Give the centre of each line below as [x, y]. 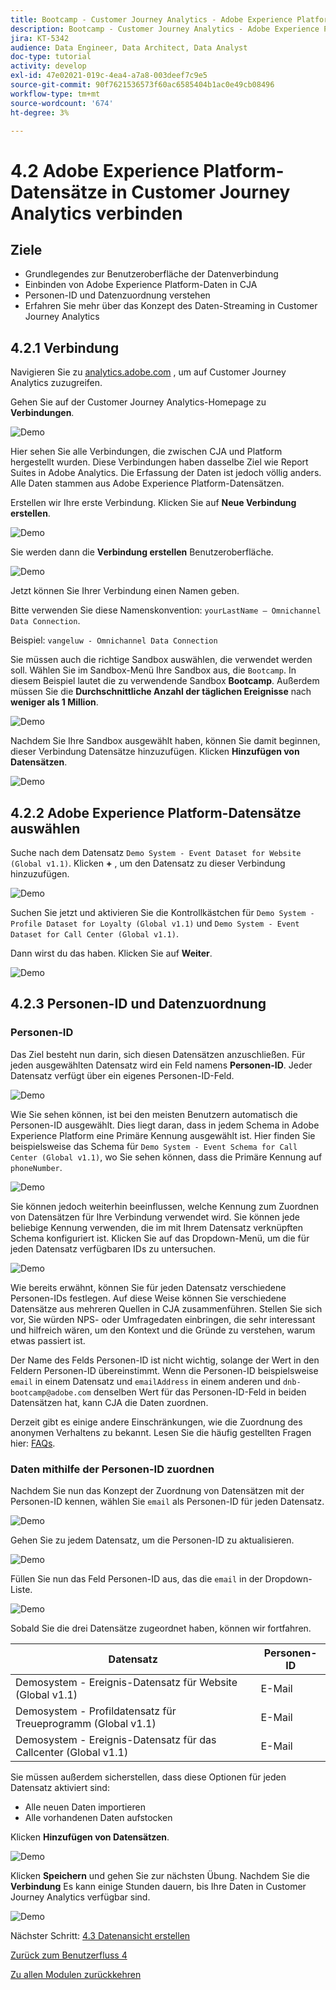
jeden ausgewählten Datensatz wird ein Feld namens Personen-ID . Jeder [161, 1065]
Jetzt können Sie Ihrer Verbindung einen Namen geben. [125, 591]
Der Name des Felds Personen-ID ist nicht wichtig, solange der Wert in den [165, 1360]
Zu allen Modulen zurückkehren [76, 1974]
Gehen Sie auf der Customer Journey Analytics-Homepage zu [138, 402]
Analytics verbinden [96, 213]
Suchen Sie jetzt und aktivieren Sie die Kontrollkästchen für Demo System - [162, 912]
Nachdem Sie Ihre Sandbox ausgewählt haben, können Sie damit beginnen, [165, 741]
